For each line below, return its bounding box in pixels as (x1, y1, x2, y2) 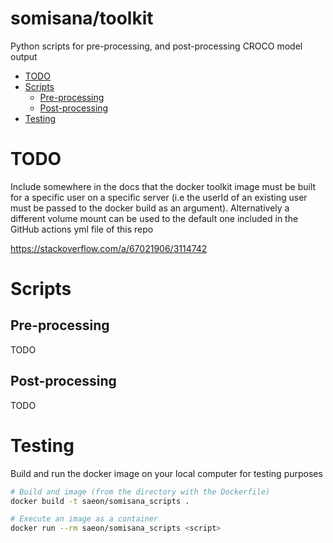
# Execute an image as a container (10, 514, 159, 524)
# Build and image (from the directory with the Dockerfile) (10, 487, 271, 497)
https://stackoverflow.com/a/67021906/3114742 (10, 242, 208, 254)
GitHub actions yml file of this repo (10, 223, 154, 235)
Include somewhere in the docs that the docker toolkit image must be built (10, 180, 317, 192)
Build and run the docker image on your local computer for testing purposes (10, 467, 323, 479)
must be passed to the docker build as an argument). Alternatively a (10, 202, 290, 214)
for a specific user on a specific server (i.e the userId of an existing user (10, 191, 308, 203)
